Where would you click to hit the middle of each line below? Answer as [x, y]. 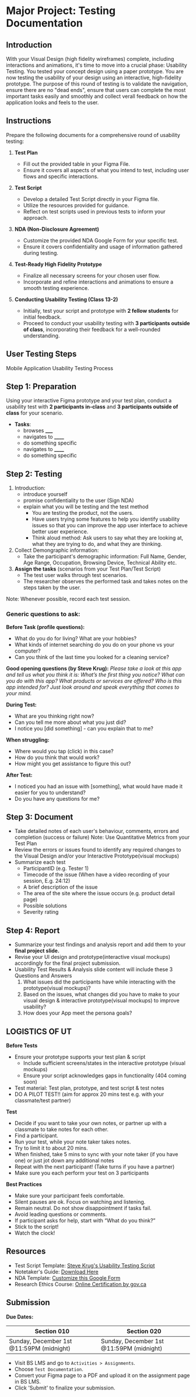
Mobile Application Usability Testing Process [60, 368]
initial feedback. [42, 317]
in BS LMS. [28, 1381]
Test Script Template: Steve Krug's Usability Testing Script [85, 1265]
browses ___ [38, 431]
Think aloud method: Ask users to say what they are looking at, [108, 538]
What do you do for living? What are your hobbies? [76, 638]
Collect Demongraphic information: [57, 550]
